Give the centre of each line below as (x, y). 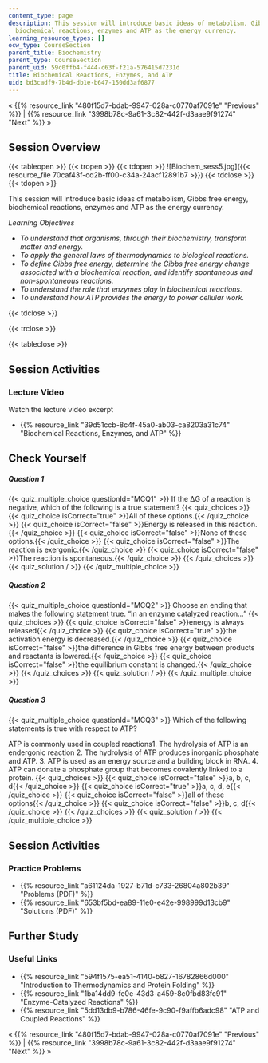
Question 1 (26, 478)
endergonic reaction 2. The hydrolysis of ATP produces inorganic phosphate (134, 752)
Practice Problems (45, 868)
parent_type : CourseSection (55, 61)
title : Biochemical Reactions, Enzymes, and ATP (91, 75)
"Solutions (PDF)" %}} (56, 910)
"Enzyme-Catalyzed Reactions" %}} (79, 1002)
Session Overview (55, 147)
